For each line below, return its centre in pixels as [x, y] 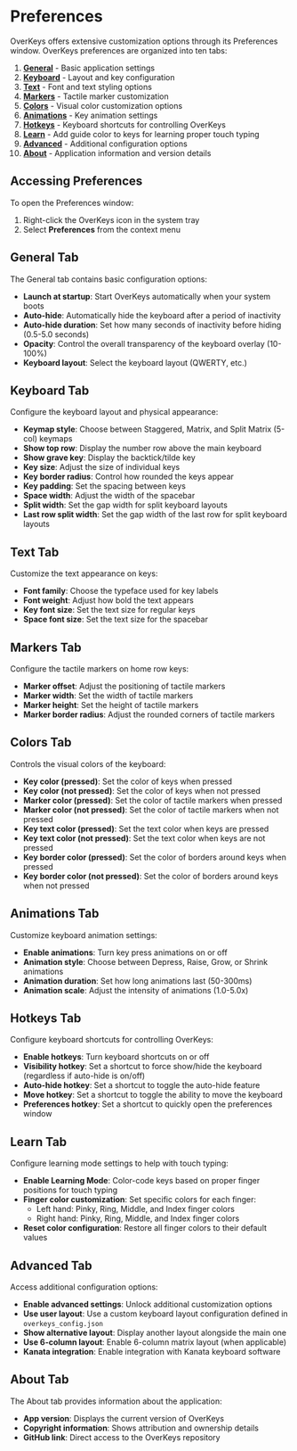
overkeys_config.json [63, 1324]
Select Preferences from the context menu [102, 229]
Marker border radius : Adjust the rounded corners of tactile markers [148, 714]
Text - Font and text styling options [87, 87]
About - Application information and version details [117, 153]
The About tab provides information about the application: [116, 1401]
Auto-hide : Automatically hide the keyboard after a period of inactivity [152, 315]
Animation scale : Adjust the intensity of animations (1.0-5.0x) [136, 990]
